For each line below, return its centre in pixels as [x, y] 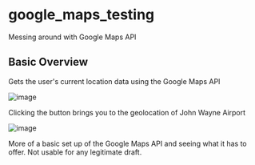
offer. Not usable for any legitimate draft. [75, 152]
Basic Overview [48, 62]
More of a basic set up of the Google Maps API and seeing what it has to [127, 143]
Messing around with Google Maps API [72, 37]
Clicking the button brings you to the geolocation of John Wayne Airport [127, 112]
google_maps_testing [82, 15]
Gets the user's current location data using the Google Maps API [114, 81]
